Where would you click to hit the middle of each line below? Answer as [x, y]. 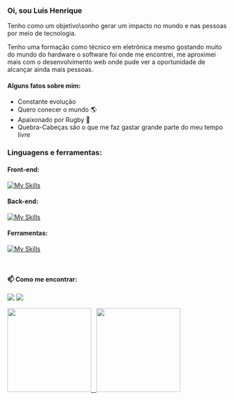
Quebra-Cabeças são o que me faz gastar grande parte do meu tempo [120, 127]
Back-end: [23, 201]
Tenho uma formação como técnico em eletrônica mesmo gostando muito [115, 47]
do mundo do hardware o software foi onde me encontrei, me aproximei [112, 54]
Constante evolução [47, 102]
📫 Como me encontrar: [42, 279]
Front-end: [24, 170]
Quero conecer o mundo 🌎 [57, 109]
